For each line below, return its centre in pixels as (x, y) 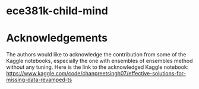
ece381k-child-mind (57, 11)
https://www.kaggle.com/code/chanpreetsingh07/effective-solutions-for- (96, 74)
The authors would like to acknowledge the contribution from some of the (96, 55)
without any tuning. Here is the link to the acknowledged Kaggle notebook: (97, 67)
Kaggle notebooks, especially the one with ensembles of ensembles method (99, 61)
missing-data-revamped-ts (39, 80)
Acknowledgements (57, 38)
